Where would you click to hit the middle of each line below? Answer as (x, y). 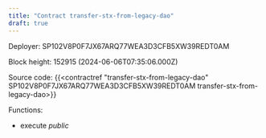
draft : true (28, 23)
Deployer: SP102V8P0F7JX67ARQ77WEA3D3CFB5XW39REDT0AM (119, 46)
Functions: (26, 110)
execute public (45, 125)
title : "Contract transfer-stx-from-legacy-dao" (91, 16)
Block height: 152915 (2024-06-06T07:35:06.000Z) (93, 62)
